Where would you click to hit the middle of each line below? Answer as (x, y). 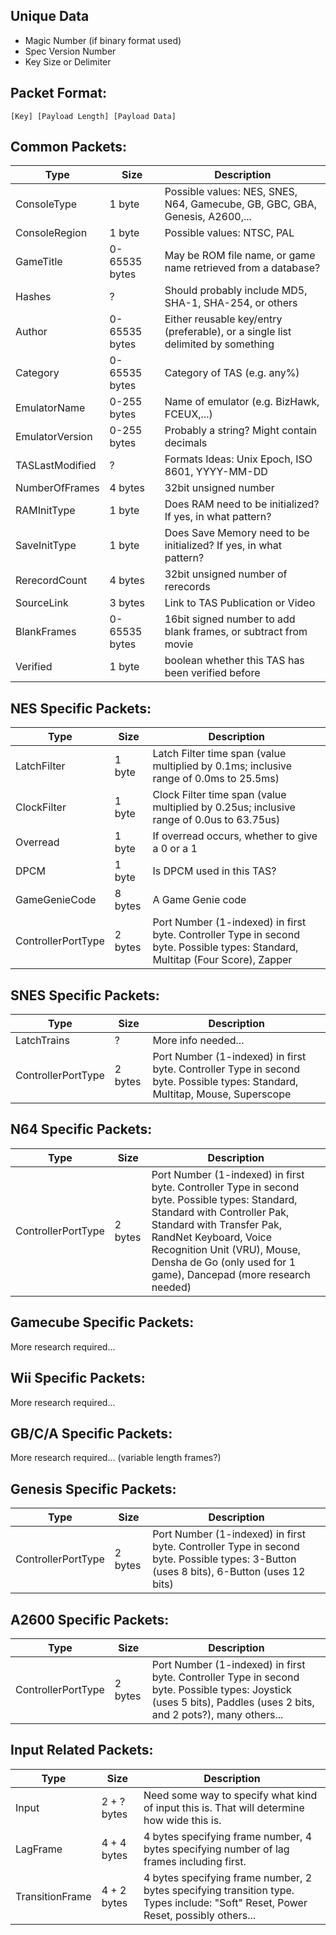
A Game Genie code (199, 900)
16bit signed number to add (230, 619)
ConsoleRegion (51, 233)
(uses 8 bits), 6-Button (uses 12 (229, 1572)
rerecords (187, 587)
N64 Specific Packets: (81, 1129)
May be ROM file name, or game (240, 256)
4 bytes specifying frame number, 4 (228, 1836)
